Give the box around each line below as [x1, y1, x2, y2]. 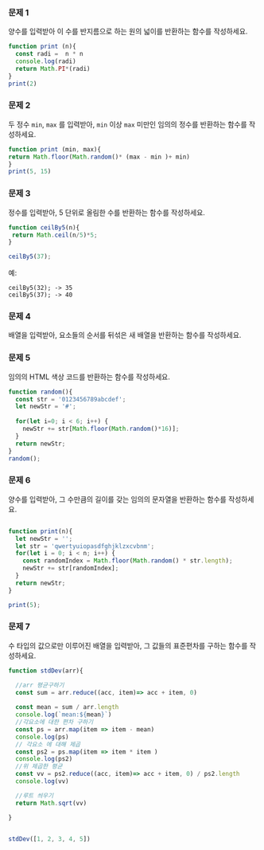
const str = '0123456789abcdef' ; [15, 395, 126, 403]
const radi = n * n [15, 50, 83, 58]
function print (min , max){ [8, 145, 102, 153]
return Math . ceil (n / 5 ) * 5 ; [11, 231, 98, 239]
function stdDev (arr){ [8, 667, 83, 675]
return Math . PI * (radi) [15, 65, 91, 72]
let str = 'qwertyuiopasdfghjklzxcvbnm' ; [15, 542, 155, 550]
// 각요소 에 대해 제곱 [15, 740, 81, 748]
